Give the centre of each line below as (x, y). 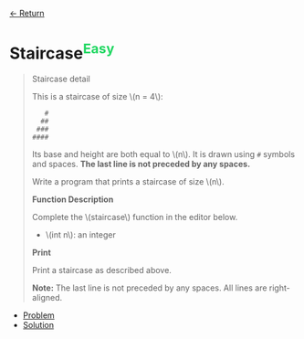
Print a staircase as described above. (101, 270)
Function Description (73, 199)
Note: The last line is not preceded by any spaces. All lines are (149, 288)
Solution (38, 325)
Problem (38, 315)
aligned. (47, 298)
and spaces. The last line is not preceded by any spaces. (141, 164)
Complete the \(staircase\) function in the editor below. (135, 217)
